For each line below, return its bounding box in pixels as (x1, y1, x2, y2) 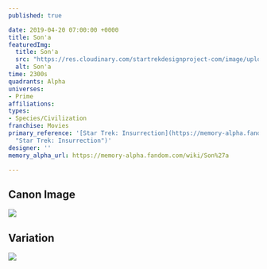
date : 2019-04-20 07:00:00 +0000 (8, 25, 119, 34)
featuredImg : (8, 40, 52, 48)
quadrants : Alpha (8, 77, 66, 86)
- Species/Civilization (8, 114, 87, 123)
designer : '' (8, 144, 52, 152)
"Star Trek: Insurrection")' (15, 136, 112, 144)
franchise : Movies (8, 122, 69, 130)
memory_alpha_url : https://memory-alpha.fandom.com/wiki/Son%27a (8, 152, 229, 159)
